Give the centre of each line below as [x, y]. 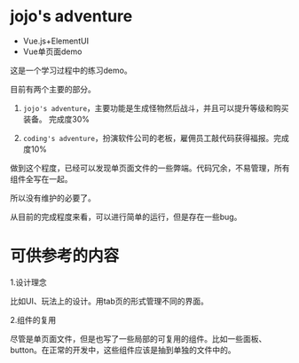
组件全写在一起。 [41, 178]
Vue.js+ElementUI [56, 41]
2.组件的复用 [33, 320]
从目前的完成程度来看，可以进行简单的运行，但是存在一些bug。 [126, 217]
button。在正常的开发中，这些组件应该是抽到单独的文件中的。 [123, 350]
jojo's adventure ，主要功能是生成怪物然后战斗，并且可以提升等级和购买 [156, 107]
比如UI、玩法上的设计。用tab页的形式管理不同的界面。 [110, 301]
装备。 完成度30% [56, 119]
